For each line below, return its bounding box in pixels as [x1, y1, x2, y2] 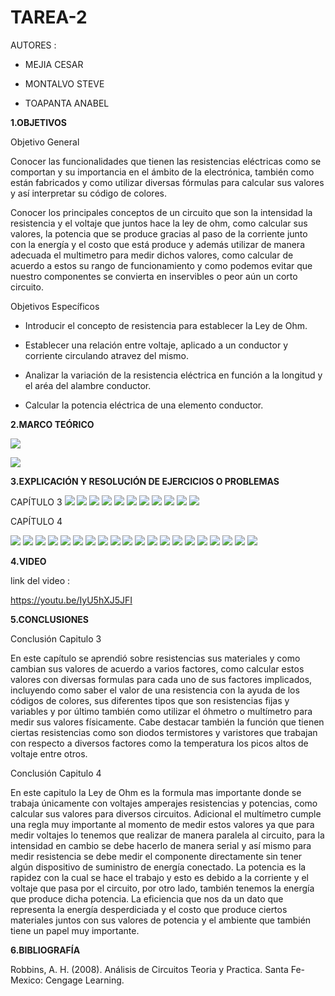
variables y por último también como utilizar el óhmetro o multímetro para [10, 705, 313, 717]
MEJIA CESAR [24, 58, 84, 70]
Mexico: [10, 974, 43, 986]
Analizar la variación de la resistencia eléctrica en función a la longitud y [24, 369, 323, 381]
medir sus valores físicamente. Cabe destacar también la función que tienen [10, 716, 325, 728]
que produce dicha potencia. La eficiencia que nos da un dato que [10, 892, 284, 905]
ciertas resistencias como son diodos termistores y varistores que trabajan [10, 726, 318, 738]
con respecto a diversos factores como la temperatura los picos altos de [10, 737, 309, 749]
